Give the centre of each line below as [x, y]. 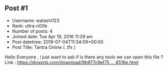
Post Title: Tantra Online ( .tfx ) [44, 47]
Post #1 [16, 8]
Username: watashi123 [36, 20]
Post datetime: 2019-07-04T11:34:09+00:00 [58, 42]
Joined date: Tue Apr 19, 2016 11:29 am [52, 36]
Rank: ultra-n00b [30, 26]
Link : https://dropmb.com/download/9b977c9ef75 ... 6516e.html [72, 62]
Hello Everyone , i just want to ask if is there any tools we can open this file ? [84, 57]
